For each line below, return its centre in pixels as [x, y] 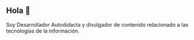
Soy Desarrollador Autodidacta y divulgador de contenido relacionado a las [97, 24]
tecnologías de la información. [43, 31]
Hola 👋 [18, 11]
